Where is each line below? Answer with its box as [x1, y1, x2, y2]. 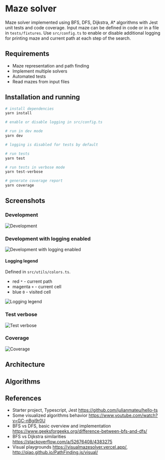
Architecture [5, 360, 45, 369]
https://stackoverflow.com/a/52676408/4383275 [12, 439, 113, 445]
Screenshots [5, 197, 45, 205]
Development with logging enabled [5, 235, 91, 242]
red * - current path [12, 278, 53, 284]
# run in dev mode [5, 129, 43, 134]
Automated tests [12, 73, 46, 79]
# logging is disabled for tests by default [5, 142, 98, 147]
